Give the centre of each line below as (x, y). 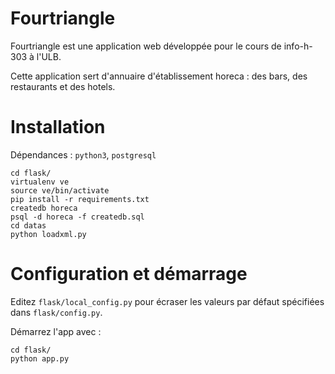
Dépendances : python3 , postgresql (83, 154)
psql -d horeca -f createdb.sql (77, 217)
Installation (58, 127)
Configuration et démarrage (129, 274)
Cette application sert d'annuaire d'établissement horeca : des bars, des (159, 76)
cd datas (28, 225)
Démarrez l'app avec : (56, 331)
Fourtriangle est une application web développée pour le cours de (146, 46)
